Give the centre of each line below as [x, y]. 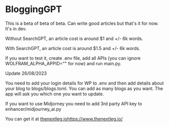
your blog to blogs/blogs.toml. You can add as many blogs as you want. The [84, 88]
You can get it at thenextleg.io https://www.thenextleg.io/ [64, 119]
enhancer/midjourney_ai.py [33, 109]
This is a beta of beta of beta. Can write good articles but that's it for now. [82, 23]
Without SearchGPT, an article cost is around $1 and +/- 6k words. [74, 38]
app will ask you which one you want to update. [55, 94]
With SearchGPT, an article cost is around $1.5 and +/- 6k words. [73, 48]
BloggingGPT [34, 9]
